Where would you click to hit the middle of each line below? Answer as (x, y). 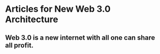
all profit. (19, 45)
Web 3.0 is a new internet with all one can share (80, 38)
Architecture (32, 19)
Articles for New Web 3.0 (58, 9)
